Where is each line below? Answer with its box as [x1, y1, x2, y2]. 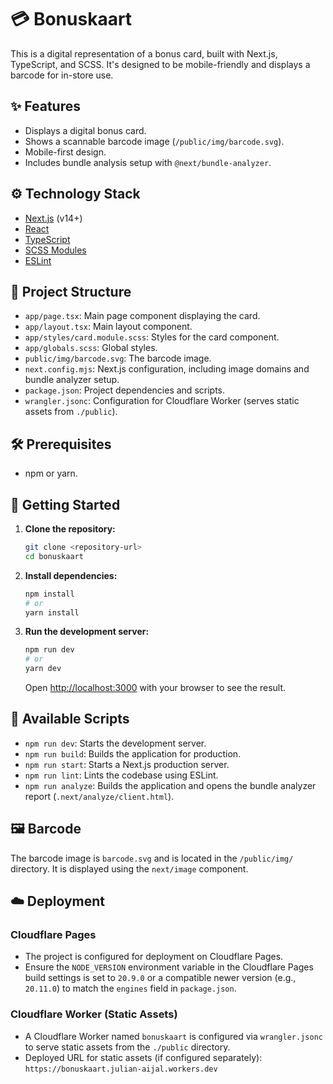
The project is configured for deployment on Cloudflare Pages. [24, 951, 284, 963]
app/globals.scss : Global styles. [24, 342, 158, 354]
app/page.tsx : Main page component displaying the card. [24, 310, 261, 322]
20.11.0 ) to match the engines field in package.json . [24, 982, 237, 995]
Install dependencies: [24, 569, 118, 581]
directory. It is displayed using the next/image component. [10, 862, 249, 875]
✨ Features [10, 98, 81, 115]
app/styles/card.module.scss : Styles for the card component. [24, 331, 280, 343]
